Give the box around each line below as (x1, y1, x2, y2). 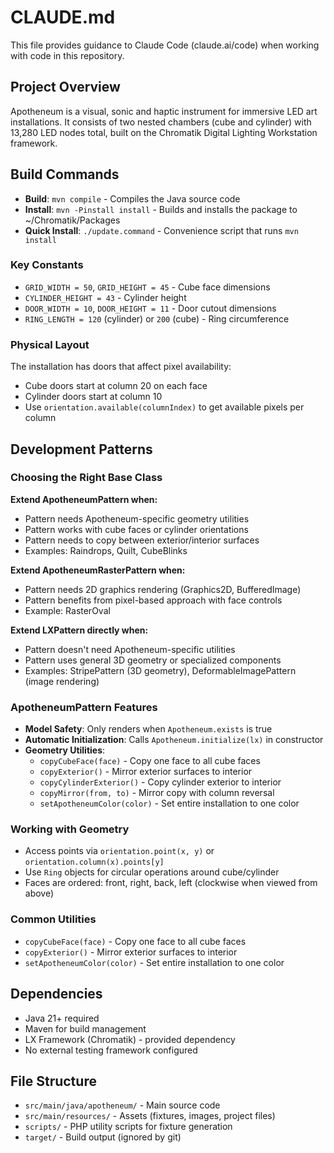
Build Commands (10, 166, 120, 183)
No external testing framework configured (24, 1044, 198, 1056)
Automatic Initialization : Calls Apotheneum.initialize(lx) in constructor (24, 734, 324, 746)
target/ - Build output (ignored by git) (24, 1131, 182, 1143)
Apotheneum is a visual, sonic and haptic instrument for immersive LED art (10, 105, 318, 117)
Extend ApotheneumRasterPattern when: (10, 564, 186, 576)
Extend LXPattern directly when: (10, 624, 149, 636)
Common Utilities (10, 912, 97, 926)
